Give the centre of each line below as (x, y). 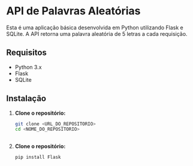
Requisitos (26, 53)
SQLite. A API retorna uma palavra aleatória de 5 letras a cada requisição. (97, 33)
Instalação (26, 99)
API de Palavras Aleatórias (73, 11)
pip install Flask (38, 157)
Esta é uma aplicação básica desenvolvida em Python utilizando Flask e (95, 27)
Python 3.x (28, 67)
